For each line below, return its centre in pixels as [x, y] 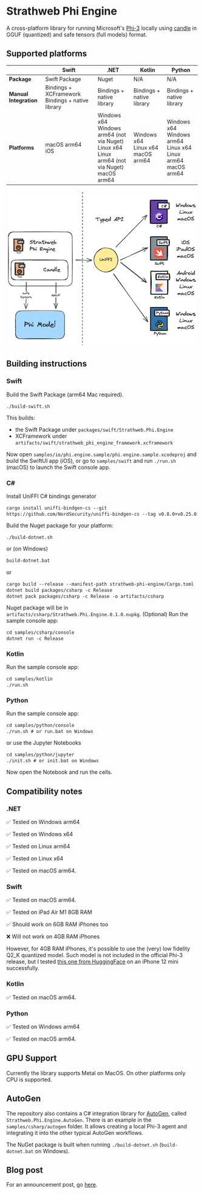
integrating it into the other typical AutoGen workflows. [75, 1133]
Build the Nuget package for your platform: [60, 525]
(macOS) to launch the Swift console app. [58, 467]
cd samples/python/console [40, 726]
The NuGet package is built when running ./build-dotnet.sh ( [84, 1144]
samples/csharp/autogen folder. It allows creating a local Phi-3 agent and [97, 1126]
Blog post [25, 1170]
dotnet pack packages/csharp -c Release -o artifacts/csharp [85, 596]
